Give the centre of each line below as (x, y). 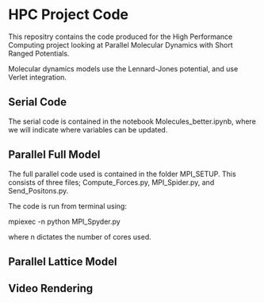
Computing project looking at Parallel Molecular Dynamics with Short (121, 44)
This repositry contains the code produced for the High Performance (121, 36)
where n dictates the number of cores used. (80, 236)
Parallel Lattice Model (63, 261)
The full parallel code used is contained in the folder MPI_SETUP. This (122, 174)
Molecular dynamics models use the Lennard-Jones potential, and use (123, 68)
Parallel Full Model (54, 155)
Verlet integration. (38, 77)
